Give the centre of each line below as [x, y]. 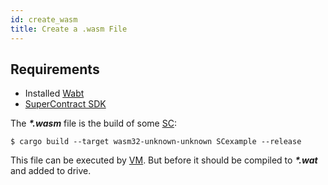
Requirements [55, 69]
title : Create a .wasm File [69, 29]
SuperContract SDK [65, 104]
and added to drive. [51, 171]
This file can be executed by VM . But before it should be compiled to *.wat [164, 160]
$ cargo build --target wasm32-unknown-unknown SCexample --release [156, 142]
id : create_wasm [44, 19]
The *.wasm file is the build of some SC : [93, 123]
